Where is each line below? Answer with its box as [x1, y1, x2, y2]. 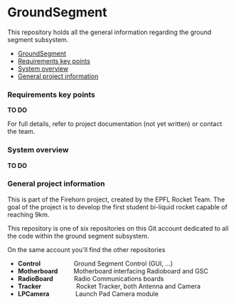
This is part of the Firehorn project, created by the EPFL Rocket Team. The [7, 195, 225, 204]
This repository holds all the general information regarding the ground [7, 28, 212, 36]
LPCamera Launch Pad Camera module [17, 289, 159, 298]
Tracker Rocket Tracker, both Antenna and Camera [17, 282, 201, 290]
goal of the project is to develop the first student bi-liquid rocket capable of [7, 202, 227, 211]
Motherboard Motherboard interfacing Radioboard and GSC [17, 266, 208, 275]
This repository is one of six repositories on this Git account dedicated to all [7, 224, 229, 232]
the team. [7, 127, 36, 136]
